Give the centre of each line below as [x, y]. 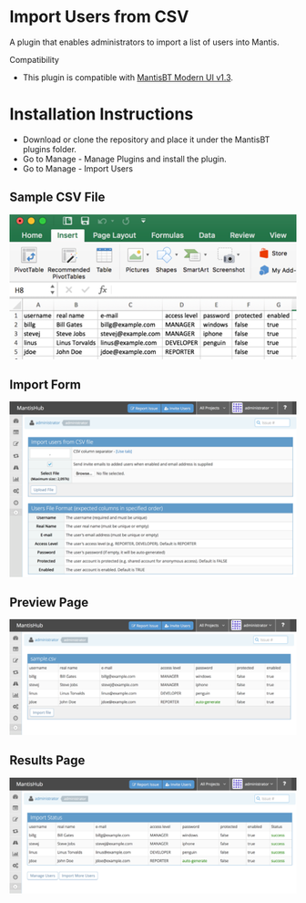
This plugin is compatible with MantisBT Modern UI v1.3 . [128, 77]
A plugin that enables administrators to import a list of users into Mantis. [144, 42]
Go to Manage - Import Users [78, 168]
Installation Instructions [102, 114]
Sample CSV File [57, 197]
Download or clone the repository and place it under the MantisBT [146, 140]
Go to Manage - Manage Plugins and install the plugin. [124, 159]
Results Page [47, 760]
